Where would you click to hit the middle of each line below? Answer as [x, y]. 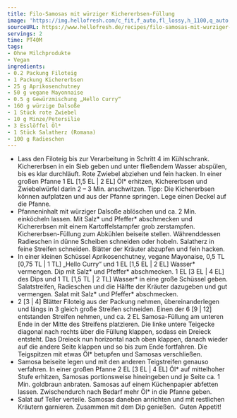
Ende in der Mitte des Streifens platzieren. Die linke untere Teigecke [116, 324]
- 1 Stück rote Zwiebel [42, 112]
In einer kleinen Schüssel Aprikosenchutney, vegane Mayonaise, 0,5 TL [121, 257]
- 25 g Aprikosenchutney [44, 86]
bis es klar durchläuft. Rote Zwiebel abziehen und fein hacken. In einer [120, 174]
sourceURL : [23, 27]
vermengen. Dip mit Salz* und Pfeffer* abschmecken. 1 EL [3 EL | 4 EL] [121, 272]
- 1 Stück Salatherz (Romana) [52, 132]
